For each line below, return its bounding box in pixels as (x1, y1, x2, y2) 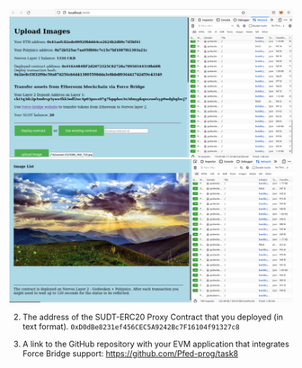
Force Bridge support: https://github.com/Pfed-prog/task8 (22, 347, 239, 359)
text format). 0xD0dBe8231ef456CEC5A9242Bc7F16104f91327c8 (22, 320, 240, 332)
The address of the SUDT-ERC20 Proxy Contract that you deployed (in (22, 311, 284, 322)
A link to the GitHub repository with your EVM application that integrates (22, 338, 289, 349)
